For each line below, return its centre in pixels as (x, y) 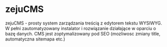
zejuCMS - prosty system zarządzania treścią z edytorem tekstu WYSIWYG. (84, 23)
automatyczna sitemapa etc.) (35, 39)
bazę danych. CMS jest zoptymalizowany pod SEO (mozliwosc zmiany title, (83, 33)
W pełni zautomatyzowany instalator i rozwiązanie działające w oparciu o (81, 28)
